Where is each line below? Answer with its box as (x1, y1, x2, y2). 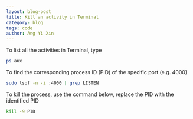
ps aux (6, 58, 22, 64)
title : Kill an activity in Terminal (6, 14, 99, 20)
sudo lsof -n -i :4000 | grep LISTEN (6, 80, 99, 86)
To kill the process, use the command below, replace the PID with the (6, 91, 174, 98)
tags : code (6, 25, 33, 31)
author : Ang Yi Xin (6, 31, 54, 37)
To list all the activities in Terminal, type (6, 47, 102, 54)
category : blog (6, 19, 44, 25)
